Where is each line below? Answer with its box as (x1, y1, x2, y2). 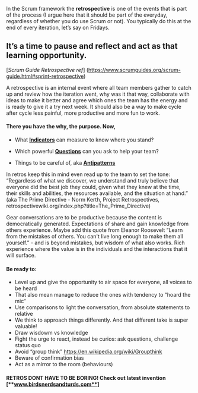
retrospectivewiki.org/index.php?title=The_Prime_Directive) (6, 202, 151, 210)
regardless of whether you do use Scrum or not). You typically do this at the (6, 18, 191, 24)
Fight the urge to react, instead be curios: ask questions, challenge (14, 335, 178, 342)
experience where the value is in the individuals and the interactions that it (6, 246, 188, 253)
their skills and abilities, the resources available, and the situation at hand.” (6, 190, 189, 197)
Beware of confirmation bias (14, 354, 84, 361)
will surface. (6, 252, 36, 259)
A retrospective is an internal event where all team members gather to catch (6, 84, 191, 91)
